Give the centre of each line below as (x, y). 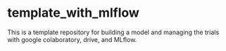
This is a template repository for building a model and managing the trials (113, 32)
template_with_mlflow (73, 13)
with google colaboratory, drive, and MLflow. (72, 39)
